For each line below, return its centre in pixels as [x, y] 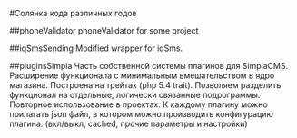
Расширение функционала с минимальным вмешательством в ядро [142, 75]
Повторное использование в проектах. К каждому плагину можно [139, 104]
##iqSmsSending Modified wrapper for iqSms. [96, 48]
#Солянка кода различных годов [73, 13]
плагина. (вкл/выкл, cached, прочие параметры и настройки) [129, 123]
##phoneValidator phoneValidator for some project [104, 30]
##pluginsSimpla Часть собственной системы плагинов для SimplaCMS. [149, 66]
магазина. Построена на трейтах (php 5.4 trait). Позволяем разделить [145, 85]
